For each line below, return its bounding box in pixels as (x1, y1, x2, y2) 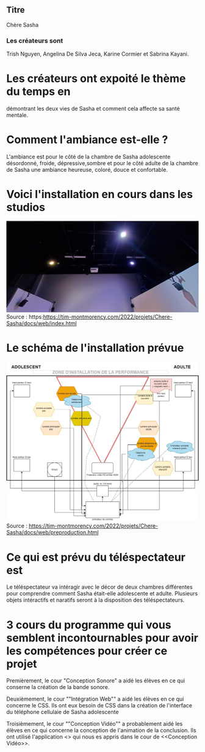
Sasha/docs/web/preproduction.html (6, 529, 99, 536)
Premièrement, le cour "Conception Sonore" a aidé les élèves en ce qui (6, 677, 185, 684)
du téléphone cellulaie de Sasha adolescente (6, 709, 119, 716)
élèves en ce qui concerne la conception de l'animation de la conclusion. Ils (6, 727, 196, 734)
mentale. (6, 111, 29, 119)
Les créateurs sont (6, 36, 63, 45)
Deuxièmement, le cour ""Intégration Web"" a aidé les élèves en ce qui (6, 695, 184, 702)
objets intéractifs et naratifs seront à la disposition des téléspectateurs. (6, 596, 185, 604)
